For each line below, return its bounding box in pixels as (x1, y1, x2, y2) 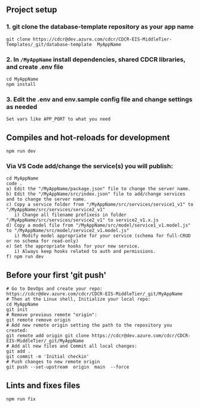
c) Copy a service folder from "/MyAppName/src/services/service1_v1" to (6, 202, 194, 208)
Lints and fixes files (6, 380, 81, 390)
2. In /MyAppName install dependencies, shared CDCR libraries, (6, 55, 186, 63)
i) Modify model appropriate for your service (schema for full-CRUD (14, 233, 191, 239)
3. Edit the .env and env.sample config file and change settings (6, 95, 193, 103)
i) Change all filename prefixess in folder (14, 212, 127, 218)
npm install (6, 81, 36, 87)
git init (6, 307, 28, 313)
